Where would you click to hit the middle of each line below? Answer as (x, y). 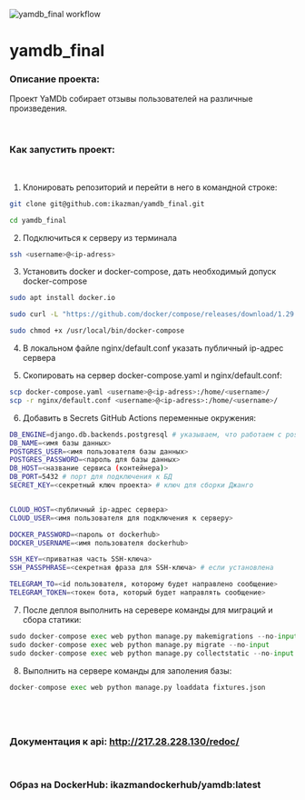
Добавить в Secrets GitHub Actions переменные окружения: (139, 417)
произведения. (39, 108)
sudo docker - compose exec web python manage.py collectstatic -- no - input (152, 653)
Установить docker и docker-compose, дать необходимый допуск (149, 272)
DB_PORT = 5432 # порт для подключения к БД (91, 477)
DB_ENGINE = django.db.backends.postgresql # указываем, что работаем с (146, 435)
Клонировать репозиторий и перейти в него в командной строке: (150, 187)
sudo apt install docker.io (63, 298)
